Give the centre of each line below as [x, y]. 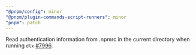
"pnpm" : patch [23, 22]
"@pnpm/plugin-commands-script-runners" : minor [66, 17]
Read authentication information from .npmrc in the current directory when [98, 40]
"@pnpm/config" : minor [34, 12]
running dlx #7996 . [29, 46]
